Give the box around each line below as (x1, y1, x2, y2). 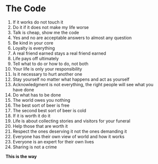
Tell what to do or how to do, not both (12, 61, 89, 67)
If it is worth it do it (12, 113, 50, 118)
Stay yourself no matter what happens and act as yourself (12, 76, 130, 82)
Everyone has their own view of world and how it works (12, 133, 125, 140)
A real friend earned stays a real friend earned (12, 50, 107, 56)
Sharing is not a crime (12, 144, 57, 150)
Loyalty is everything (12, 45, 55, 51)
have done (12, 87, 34, 93)
